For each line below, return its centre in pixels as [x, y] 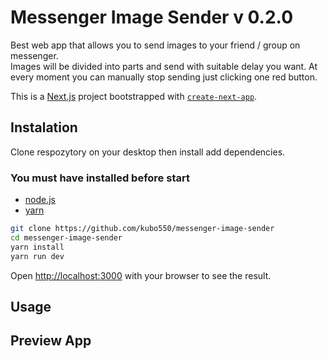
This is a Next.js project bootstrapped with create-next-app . [134, 96]
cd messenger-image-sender [66, 237]
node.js [40, 200]
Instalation [44, 127]
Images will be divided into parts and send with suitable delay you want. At [164, 66]
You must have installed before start [100, 178]
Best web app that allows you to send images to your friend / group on [155, 45]
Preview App [51, 341]
